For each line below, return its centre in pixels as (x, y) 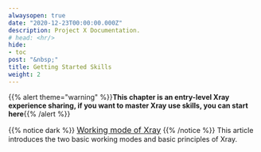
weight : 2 (25, 74)
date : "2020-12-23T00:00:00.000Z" (66, 23)
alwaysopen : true (37, 15)
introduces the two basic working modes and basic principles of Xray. (123, 139)
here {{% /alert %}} (39, 114)
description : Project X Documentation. (74, 30)
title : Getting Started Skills (60, 67)
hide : (17, 45)
